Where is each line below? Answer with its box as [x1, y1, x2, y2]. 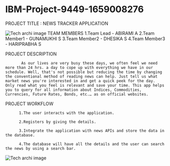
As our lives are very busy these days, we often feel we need [21, 60, 158, 65]
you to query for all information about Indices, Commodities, [5, 87, 142, 92]
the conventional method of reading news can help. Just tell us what [5, 74, 158, 79]
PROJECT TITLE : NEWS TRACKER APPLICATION [5, 20, 108, 26]
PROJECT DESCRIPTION [5, 51, 57, 57]
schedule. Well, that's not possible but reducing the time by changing [5, 70, 162, 75]
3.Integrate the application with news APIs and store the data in [18, 128, 165, 133]
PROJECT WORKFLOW [5, 101, 54, 107]
